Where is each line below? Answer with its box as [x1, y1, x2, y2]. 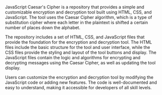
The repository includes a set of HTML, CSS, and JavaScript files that [5, 34, 145, 40]
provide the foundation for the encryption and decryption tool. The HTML [5, 39, 152, 45]
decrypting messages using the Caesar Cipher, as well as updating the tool [5, 60, 156, 65]
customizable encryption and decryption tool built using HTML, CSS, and [5, 9, 152, 15]
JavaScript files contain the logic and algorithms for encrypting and [5, 55, 141, 60]
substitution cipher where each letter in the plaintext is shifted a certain [5, 19, 148, 25]
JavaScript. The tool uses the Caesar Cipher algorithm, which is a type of [5, 15, 152, 20]
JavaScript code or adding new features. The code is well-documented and [5, 79, 157, 85]
